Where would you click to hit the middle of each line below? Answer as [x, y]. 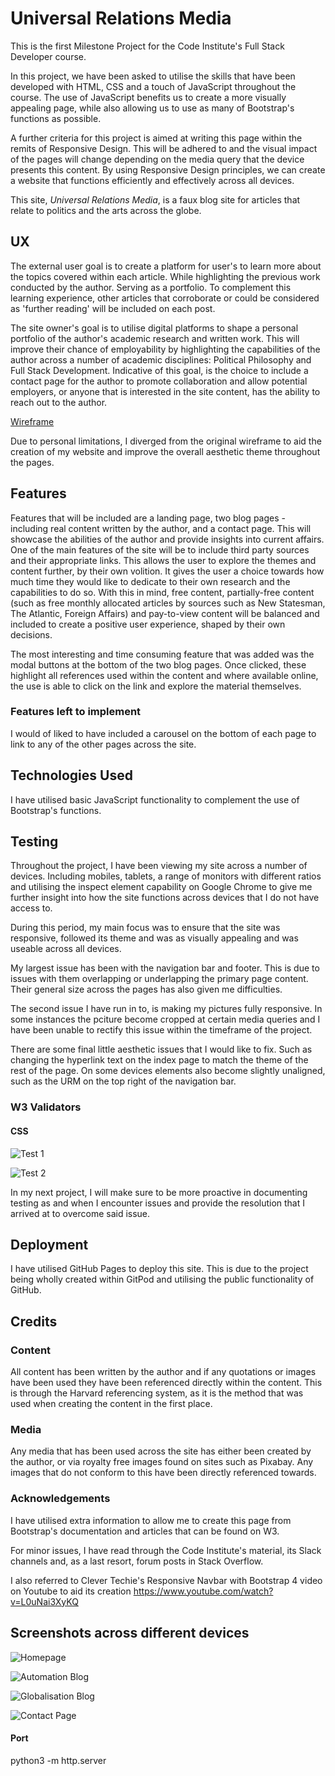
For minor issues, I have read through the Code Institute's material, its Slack [166, 1550]
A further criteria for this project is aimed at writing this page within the [156, 138]
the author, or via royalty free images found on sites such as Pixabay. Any [162, 1462]
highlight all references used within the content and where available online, [164, 675]
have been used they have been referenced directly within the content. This [166, 1383]
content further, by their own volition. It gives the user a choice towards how [167, 571]
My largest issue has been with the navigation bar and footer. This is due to [165, 968]
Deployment [49, 1245]
